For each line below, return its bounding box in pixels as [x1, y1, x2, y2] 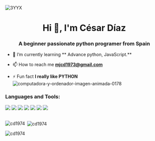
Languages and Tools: [5, 93, 60, 100]
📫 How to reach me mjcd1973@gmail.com [12, 62, 103, 68]
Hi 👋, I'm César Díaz [42, 23, 126, 34]
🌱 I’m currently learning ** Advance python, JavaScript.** [12, 52, 132, 58]
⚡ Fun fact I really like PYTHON [12, 73, 78, 80]
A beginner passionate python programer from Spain [18, 40, 150, 47]
